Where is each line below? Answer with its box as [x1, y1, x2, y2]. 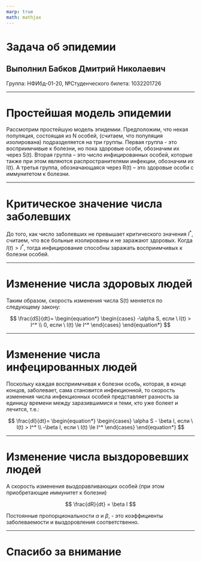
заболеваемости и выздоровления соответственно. [6, 518, 139, 526]
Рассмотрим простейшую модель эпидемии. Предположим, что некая [6, 126, 188, 133]
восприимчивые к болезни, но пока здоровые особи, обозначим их [6, 145, 180, 152]
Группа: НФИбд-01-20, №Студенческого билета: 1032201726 [6, 80, 162, 87]
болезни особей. [6, 251, 49, 258]
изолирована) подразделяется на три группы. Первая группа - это [6, 139, 178, 146]
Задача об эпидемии [6, 40, 116, 54]
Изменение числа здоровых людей [6, 277, 193, 291]
